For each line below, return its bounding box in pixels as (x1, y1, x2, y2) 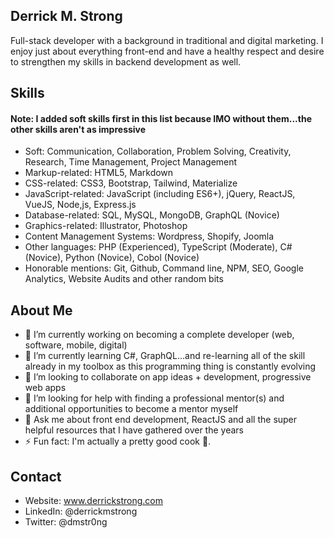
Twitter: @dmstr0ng (24, 516, 108, 528)
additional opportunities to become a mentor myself (24, 403, 239, 415)
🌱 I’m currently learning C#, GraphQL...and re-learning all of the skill (24, 350, 306, 362)
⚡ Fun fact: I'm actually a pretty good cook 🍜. (24, 435, 212, 448)
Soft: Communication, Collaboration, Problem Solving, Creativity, (24, 145, 292, 158)
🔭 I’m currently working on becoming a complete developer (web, (24, 329, 295, 341)
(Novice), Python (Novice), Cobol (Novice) (24, 252, 200, 264)
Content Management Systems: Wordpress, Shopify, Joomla (24, 230, 275, 243)
